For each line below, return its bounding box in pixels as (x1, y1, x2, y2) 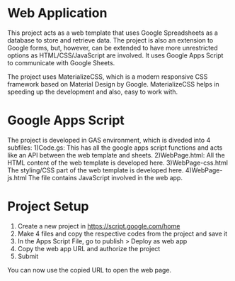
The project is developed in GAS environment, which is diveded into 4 (7, 136, 211, 144)
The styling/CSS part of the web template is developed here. (7, 165, 184, 175)
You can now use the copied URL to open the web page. (7, 265, 172, 274)
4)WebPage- (185, 165, 223, 175)
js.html (7, 173, 27, 182)
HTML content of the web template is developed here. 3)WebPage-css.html (7, 158, 229, 167)
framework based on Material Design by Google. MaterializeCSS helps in (7, 79, 219, 88)
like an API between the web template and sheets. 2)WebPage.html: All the (7, 150, 225, 159)
